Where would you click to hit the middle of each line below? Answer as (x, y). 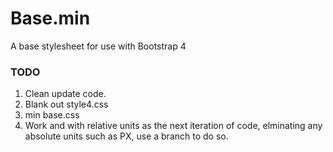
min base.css (52, 115)
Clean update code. (65, 94)
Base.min (50, 18)
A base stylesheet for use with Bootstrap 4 (98, 46)
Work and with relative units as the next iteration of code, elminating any (173, 126)
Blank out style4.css (66, 104)
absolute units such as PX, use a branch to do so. (126, 136)
